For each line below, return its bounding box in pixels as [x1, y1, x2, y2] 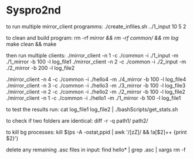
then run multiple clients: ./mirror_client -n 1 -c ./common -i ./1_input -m [6, 52, 179, 59]
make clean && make [6, 40, 57, 48]
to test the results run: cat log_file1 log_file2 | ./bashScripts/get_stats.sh [6, 106, 178, 113]
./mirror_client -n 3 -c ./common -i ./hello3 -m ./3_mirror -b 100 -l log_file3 [6, 82, 186, 89]
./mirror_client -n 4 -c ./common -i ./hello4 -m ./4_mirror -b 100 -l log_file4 [6, 76, 187, 83]
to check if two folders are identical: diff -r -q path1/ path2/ [6, 117, 148, 124]
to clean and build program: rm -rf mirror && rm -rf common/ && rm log [6, 34, 179, 41]
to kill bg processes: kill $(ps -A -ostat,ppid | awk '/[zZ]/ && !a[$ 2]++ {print [6, 128, 187, 136]
